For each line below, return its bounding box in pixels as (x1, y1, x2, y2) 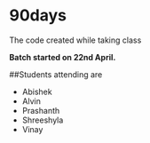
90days (9, 5, 67, 26)
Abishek (21, 86, 52, 97)
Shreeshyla (21, 115, 64, 125)
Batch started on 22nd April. (9, 52, 116, 62)
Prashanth (21, 105, 60, 115)
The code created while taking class (9, 35, 142, 45)
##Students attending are (9, 68, 103, 80)
